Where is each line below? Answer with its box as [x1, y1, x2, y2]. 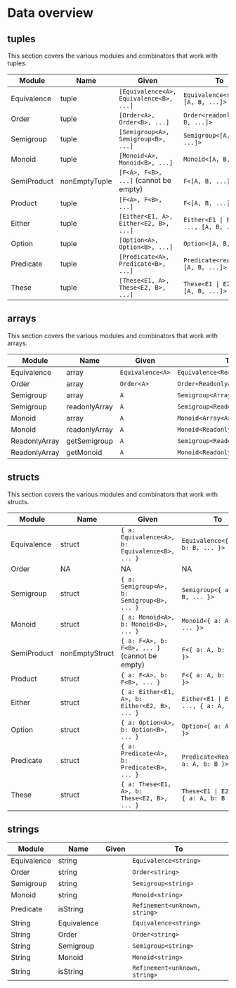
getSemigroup [66, 436, 114, 446]
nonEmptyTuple [60, 177, 112, 186]
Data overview [7, 5, 93, 21]
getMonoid [66, 447, 103, 457]
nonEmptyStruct [60, 648, 114, 658]
